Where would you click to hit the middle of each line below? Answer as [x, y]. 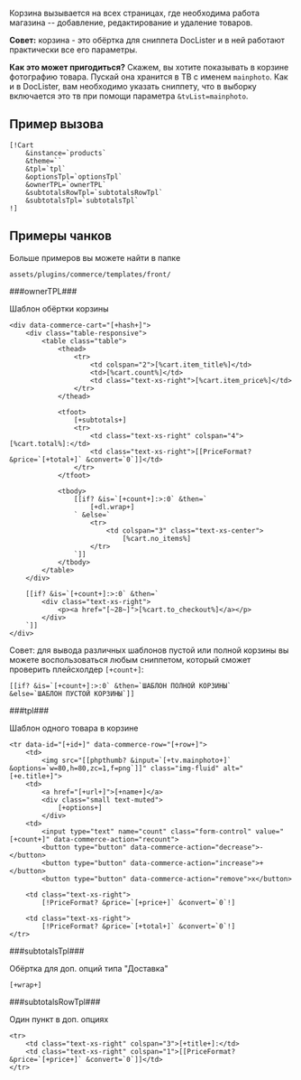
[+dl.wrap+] [112, 507]
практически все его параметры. [73, 50]
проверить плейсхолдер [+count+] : [77, 669]
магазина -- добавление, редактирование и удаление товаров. [131, 23]
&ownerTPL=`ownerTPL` [66, 184]
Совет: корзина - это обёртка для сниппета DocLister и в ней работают [147, 40]
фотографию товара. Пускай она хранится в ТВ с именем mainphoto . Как [149, 77]
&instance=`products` [66, 153]
